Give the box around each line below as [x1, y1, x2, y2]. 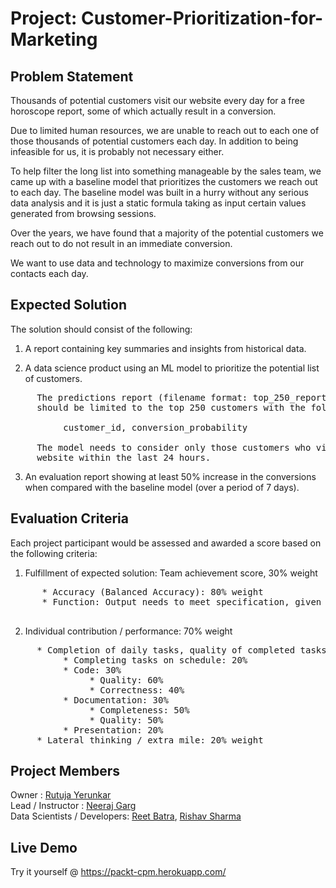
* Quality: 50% [89, 714, 164, 726]
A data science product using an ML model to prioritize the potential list [24, 362, 320, 374]
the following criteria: [10, 547, 98, 559]
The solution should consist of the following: [10, 323, 193, 335]
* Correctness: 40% [89, 684, 185, 696]
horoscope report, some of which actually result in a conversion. [10, 105, 277, 117]
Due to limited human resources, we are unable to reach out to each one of [10, 125, 320, 136]
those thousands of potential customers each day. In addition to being [10, 135, 299, 147]
